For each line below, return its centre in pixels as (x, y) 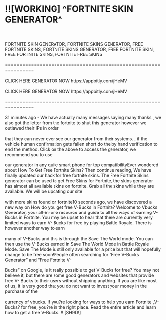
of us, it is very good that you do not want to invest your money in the (76, 286)
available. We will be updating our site (44, 191)
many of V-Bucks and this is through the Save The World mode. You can (79, 238)
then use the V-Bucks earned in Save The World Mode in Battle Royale (77, 244)
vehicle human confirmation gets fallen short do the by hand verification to (81, 144)
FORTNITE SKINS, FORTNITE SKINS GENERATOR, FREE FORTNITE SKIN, (80, 49)
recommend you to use (29, 154)
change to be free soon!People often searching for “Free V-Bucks (72, 254)
